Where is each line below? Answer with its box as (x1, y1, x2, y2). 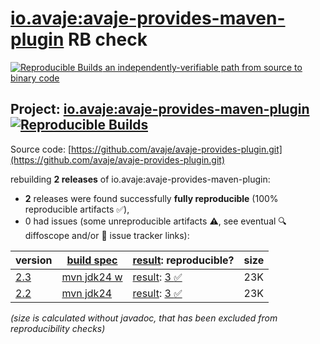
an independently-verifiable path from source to (104, 61, 303, 73)
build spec (66, 253, 118, 267)
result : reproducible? (132, 253, 235, 267)
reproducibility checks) (10, 322, 106, 334)
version (15, 253, 53, 267)
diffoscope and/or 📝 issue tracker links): (24, 229, 190, 241)
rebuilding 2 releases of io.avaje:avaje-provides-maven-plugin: (10, 173, 271, 185)
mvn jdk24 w (61, 270, 123, 284)
